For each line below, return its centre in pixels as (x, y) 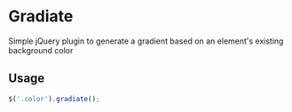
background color (41, 50)
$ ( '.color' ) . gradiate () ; (54, 99)
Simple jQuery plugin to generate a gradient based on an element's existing (146, 41)
